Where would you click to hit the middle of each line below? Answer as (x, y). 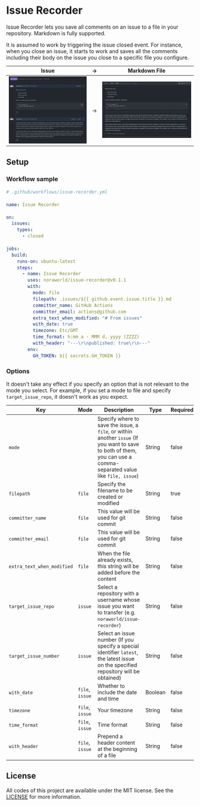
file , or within (115, 431)
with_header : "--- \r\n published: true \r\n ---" (91, 343)
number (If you (115, 640)
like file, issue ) (118, 476)
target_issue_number (34, 656)
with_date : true (53, 324)
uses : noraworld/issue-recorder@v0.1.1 (77, 280)
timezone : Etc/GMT (55, 331)
